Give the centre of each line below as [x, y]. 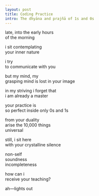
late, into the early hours [29, 33]
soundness [16, 160]
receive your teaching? [28, 179]
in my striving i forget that [31, 91]
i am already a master [27, 96]
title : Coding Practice [29, 14]
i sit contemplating [24, 47]
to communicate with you [30, 67]
